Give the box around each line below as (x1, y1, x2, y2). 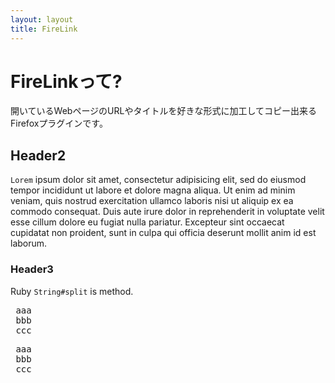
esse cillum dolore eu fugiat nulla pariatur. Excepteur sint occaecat (10, 216, 285, 228)
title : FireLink (10, 24, 78, 34)
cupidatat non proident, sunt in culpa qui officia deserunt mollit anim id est (10, 227, 317, 239)
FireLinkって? (10, 70, 123, 93)
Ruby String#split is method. (10, 285, 134, 297)
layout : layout (10, 14, 74, 25)
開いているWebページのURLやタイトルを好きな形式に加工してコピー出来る (10, 105, 318, 117)
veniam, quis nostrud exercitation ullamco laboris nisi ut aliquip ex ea (10, 195, 294, 207)
